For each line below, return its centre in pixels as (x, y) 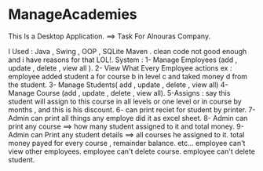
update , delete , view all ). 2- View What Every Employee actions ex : (120, 67)
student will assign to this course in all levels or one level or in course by (125, 101)
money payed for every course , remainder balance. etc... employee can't (127, 143)
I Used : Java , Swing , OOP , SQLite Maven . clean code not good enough (128, 51)
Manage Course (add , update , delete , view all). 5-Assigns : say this (119, 93)
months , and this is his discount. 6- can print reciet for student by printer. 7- (132, 109)
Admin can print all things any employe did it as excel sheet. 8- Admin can (128, 118)
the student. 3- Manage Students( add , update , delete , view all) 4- (119, 85)
